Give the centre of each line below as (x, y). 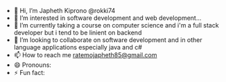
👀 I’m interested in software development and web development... (107, 18)
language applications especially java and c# (78, 47)
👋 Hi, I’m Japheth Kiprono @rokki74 (64, 11)
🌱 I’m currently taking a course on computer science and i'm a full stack (116, 25)
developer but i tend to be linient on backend (78, 32)
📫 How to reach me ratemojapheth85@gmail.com (85, 55)
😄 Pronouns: (33, 65)
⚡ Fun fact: (29, 73)
